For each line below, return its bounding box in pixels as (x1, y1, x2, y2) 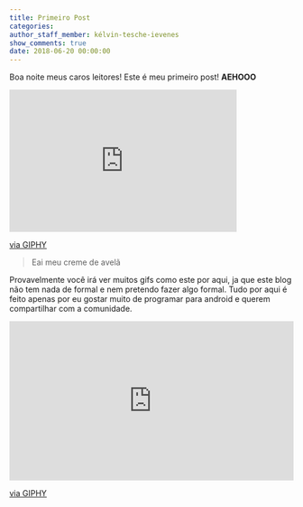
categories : (9, 22, 54, 31)
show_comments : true (9, 38, 87, 48)
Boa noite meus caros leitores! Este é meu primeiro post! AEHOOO (9, 71, 257, 82)
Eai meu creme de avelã (31, 257, 121, 268)
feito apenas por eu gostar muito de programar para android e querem (9, 294, 271, 305)
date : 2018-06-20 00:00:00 (9, 47, 111, 56)
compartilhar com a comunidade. (9, 304, 133, 315)
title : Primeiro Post (9, 13, 91, 23)
